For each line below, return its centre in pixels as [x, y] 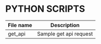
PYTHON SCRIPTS [45, 9]
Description [65, 25]
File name [20, 25]
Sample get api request [65, 34]
